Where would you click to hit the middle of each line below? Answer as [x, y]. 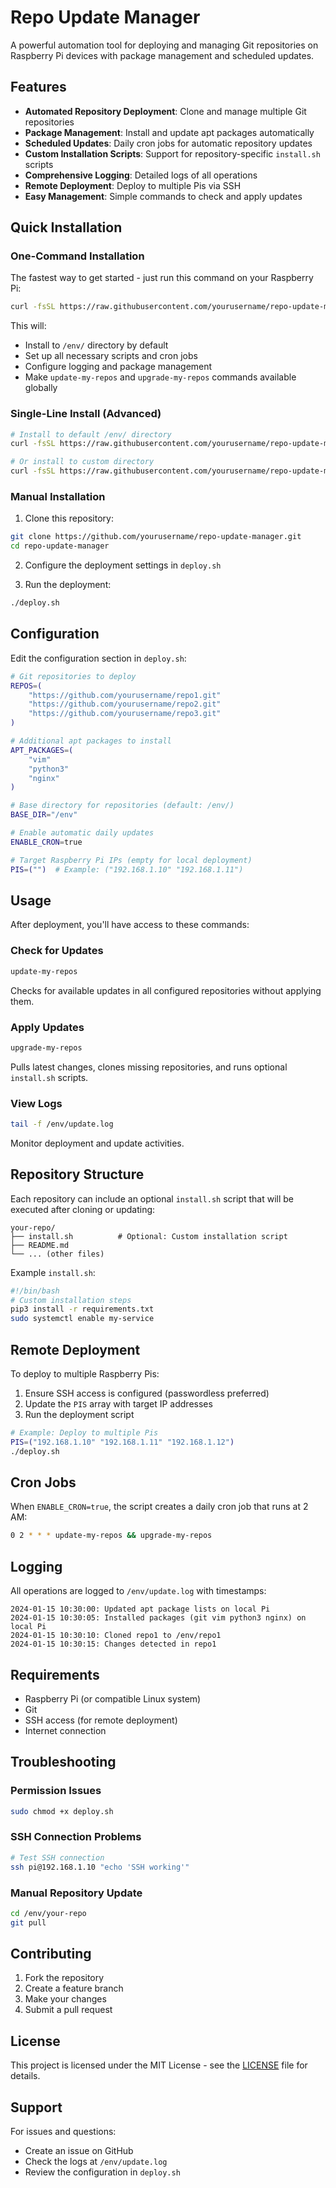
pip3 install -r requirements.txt [82, 1309]
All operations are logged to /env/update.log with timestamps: [138, 1591]
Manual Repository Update [76, 1893]
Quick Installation [66, 227]
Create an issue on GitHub [79, 2151]
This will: [28, 326]
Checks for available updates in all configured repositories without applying [166, 990]
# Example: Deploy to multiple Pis [84, 1433]
